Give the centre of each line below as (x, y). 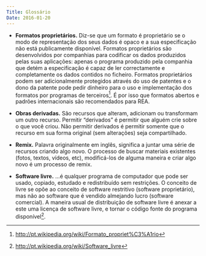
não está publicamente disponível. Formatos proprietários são (93, 48)
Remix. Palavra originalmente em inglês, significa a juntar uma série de (105, 145)
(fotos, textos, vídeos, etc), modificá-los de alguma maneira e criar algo (105, 158)
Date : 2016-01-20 (29, 18)
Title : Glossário (29, 12)
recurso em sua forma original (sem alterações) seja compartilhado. (101, 133)
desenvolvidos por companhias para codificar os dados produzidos (101, 55)
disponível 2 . (30, 216)
